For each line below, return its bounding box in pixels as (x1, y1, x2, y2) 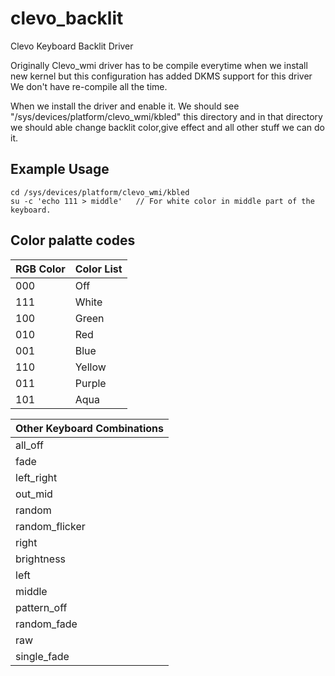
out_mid (15, 487, 53, 501)
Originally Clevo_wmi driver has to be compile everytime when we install (10, 59, 308, 71)
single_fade (15, 649, 70, 663)
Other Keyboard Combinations (15, 421, 165, 435)
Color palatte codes (10, 232, 136, 249)
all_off (15, 438, 44, 452)
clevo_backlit (10, 7, 124, 30)
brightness (15, 552, 67, 566)
